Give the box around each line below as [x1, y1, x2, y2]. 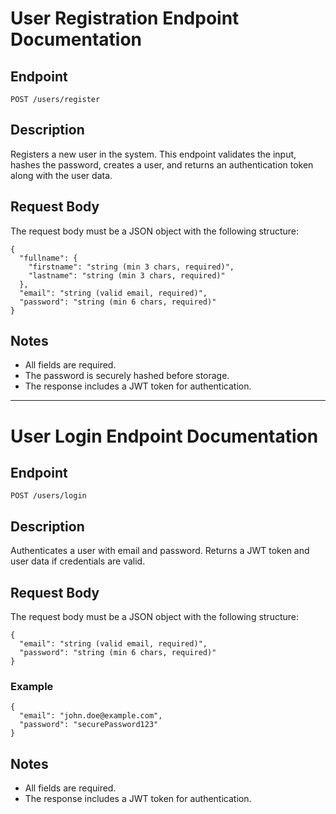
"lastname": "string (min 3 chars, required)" [28, 270, 226, 281]
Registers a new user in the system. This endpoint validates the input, [10, 148, 297, 160]
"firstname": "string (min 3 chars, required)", [28, 262, 235, 272]
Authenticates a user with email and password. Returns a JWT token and [10, 545, 310, 557]
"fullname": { [19, 253, 78, 263]
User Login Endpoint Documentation [10, 425, 319, 447]
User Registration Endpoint [10, 7, 240, 30]
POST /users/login [10, 491, 87, 501]
